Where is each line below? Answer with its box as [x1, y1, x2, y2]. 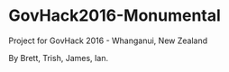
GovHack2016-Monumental [8, 5, 222, 26]
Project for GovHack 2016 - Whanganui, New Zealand [8, 35, 208, 46]
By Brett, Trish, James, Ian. [8, 52, 109, 63]
